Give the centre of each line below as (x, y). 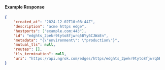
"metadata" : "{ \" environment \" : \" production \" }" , (66, 40)
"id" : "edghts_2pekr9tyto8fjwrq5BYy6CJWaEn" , (61, 35)
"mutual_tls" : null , (34, 45)
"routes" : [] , (28, 49)
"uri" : (20, 59)
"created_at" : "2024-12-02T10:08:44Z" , (54, 22)
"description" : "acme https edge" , (50, 26)
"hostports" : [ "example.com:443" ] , (50, 31)
